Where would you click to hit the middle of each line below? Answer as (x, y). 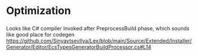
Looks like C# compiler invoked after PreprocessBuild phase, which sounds (98, 29)
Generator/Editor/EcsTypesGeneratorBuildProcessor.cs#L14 (79, 47)
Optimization (38, 11)
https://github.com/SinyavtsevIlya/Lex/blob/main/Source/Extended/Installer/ (99, 41)
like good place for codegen (40, 35)
